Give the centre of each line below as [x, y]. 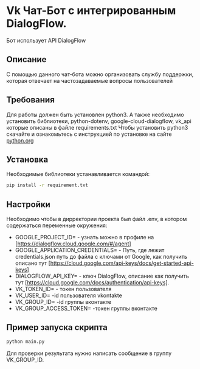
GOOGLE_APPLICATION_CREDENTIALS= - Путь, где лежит [90, 250]
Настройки [28, 204]
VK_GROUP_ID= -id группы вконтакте [63, 302]
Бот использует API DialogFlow [46, 40]
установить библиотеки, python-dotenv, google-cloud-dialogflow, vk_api [99, 121]
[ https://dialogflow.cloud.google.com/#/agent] [73, 244]
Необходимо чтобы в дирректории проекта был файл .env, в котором [97, 219]
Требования [30, 100]
